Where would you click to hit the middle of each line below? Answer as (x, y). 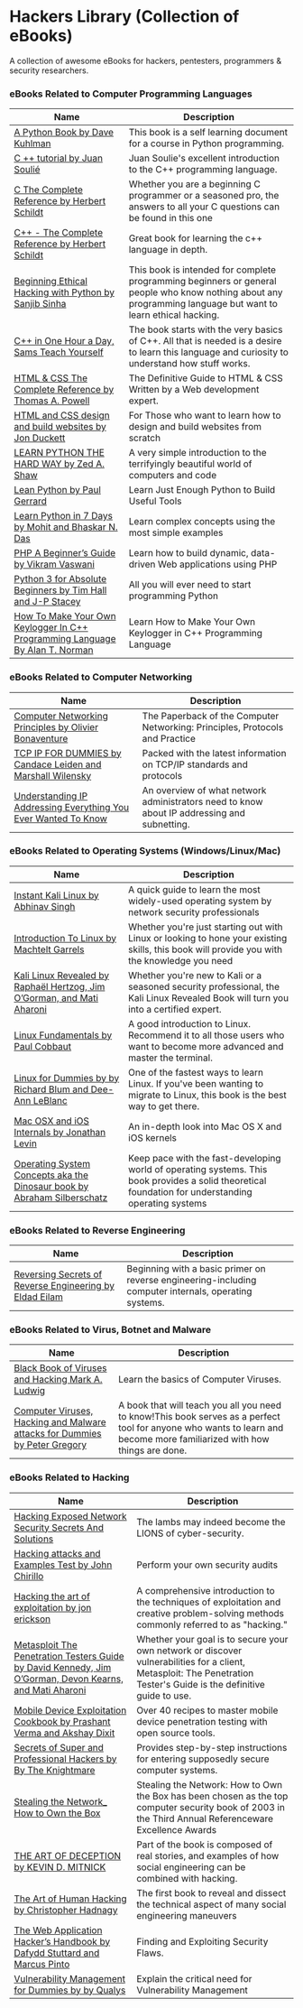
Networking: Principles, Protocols (213, 726)
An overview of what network (204, 790)
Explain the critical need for (194, 1978)
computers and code (173, 476)
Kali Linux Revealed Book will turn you (208, 997)
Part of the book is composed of (205, 1845)
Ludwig (30, 1391)
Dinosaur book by (51, 1186)
